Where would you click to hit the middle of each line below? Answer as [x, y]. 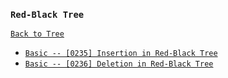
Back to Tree [37, 34]
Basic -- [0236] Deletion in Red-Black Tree [119, 64]
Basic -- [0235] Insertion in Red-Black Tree [121, 54]
